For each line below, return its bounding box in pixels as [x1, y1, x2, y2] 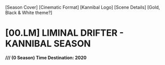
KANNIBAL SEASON [5, 38, 91, 49]
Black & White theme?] [5, 10, 52, 16]
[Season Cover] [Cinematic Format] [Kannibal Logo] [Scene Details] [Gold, [5, 5, 160, 10]
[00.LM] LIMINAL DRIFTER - [5, 27, 124, 39]
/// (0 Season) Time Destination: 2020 [5, 54, 87, 60]
